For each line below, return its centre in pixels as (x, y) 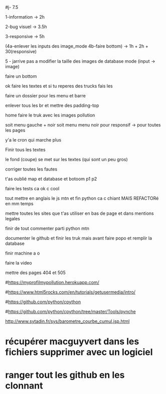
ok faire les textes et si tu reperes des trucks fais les (59, 86)
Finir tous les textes (26, 150)
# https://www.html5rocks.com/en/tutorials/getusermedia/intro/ (70, 292)
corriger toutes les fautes (31, 169)
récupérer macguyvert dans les (72, 342)
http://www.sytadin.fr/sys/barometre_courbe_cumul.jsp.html (67, 321)
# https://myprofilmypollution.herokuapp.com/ (52, 282)
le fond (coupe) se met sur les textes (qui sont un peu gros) (66, 159)
